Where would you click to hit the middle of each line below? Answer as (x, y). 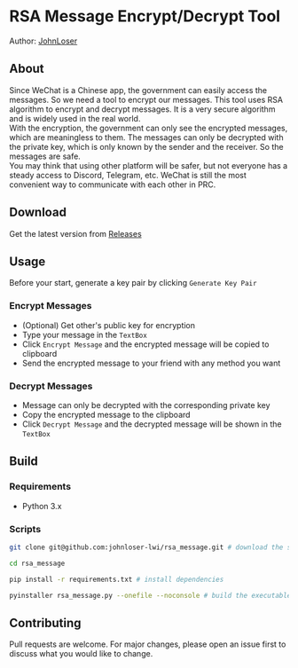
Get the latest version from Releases (75, 233)
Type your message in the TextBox (85, 334)
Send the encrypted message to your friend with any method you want (151, 363)
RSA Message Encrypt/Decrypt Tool (145, 16)
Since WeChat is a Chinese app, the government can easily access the (138, 90)
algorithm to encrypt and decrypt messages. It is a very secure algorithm (142, 109)
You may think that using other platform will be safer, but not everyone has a (149, 165)
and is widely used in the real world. (75, 118)
